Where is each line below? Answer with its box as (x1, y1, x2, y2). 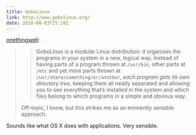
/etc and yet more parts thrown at (36, 67, 121, 74)
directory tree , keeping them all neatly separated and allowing (36, 80, 190, 87)
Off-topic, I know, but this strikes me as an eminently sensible (21, 104, 174, 112)
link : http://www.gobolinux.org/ (6, 14, 90, 20)
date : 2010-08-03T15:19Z (6, 20, 69, 26)
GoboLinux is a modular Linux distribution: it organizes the (36, 48, 181, 55)
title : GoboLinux (6, 8, 50, 15)
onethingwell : (6, 37, 40, 44)
